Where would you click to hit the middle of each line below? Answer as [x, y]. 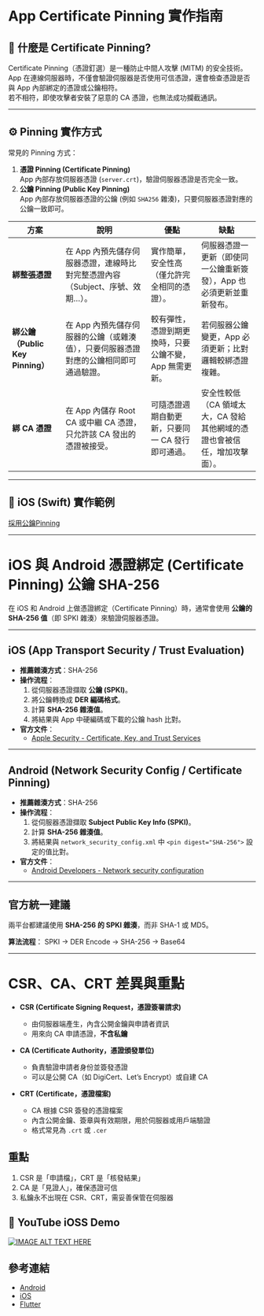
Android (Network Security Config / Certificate [125, 770]
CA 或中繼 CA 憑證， [103, 422]
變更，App [221, 337]
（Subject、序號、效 [103, 286]
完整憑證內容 [97, 275]
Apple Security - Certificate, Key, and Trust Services [116, 738]
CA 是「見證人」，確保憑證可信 [68, 1187]
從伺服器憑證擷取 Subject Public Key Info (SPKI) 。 [113, 823]
